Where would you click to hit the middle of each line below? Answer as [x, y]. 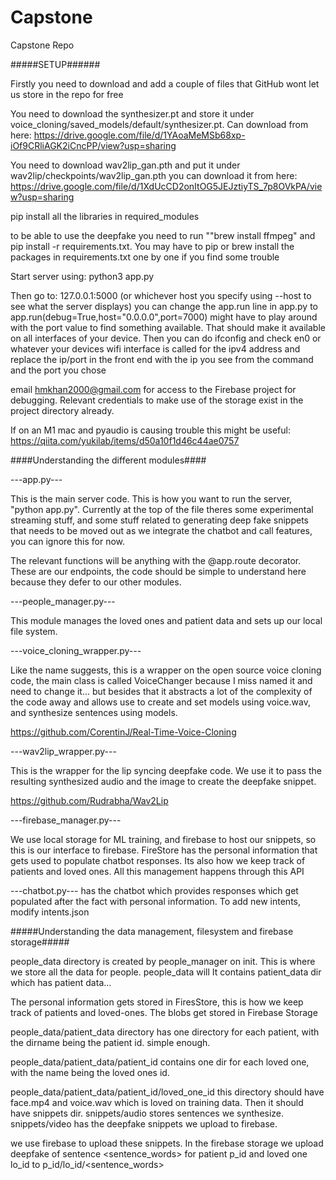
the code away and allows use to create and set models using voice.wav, [160, 702]
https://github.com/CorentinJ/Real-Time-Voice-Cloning [123, 732]
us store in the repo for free [67, 94]
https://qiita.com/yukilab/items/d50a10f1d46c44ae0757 [125, 440]
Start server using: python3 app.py [82, 276]
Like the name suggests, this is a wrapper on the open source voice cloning [166, 670]
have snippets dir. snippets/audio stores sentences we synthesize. [147, 1113]
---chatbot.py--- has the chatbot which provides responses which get [154, 890]
